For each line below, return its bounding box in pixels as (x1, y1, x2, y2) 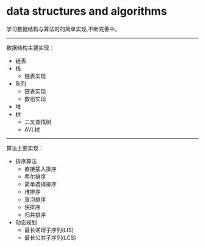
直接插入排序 (24, 165, 57, 172)
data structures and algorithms (6, 4, 167, 18)
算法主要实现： (6, 144, 44, 152)
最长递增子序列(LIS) (24, 226, 74, 234)
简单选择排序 (24, 180, 57, 188)
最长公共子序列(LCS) (24, 234, 76, 241)
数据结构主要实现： (6, 44, 55, 51)
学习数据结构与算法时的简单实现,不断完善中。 (6, 25, 121, 32)
